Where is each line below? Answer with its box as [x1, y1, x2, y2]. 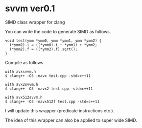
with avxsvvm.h [5, 69, 36, 74]
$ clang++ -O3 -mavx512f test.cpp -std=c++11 [5, 99, 99, 104]
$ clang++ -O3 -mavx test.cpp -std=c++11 [5, 73, 91, 78]
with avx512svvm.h [5, 95, 43, 100]
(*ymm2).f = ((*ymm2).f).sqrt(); [9, 47, 78, 51]
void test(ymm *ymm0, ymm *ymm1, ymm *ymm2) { [5, 38, 102, 43]
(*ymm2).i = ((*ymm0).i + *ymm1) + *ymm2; [9, 42, 97, 47]
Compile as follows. [5, 59, 45, 65]
